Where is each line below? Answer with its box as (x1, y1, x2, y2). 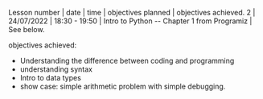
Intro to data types (19, 73, 82, 82)
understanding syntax (19, 64, 92, 74)
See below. (8, 25, 45, 34)
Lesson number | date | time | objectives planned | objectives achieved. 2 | (8, 8, 256, 17)
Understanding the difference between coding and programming (19, 56, 235, 65)
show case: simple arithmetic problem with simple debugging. (19, 81, 226, 91)
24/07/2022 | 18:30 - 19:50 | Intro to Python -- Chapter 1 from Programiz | (8, 16, 253, 26)
